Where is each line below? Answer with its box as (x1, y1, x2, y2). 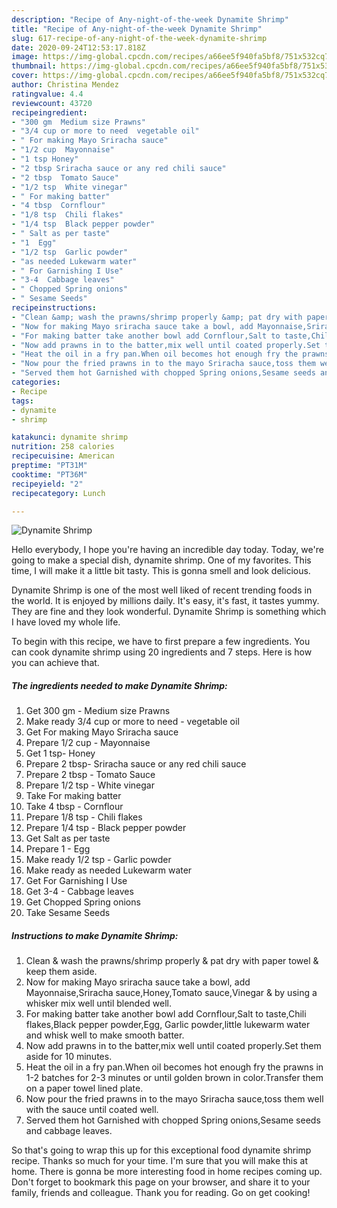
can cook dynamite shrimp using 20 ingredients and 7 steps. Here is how (11, 646, 313, 658)
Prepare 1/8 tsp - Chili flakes (25, 811, 143, 823)
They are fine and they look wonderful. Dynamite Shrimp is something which (11, 606, 327, 618)
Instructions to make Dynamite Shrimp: (11, 929, 179, 941)
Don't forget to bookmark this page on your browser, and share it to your (11, 1176, 311, 1188)
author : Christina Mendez (11, 80, 119, 90)
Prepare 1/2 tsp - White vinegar (25, 779, 155, 791)
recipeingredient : (11, 107, 88, 118)
